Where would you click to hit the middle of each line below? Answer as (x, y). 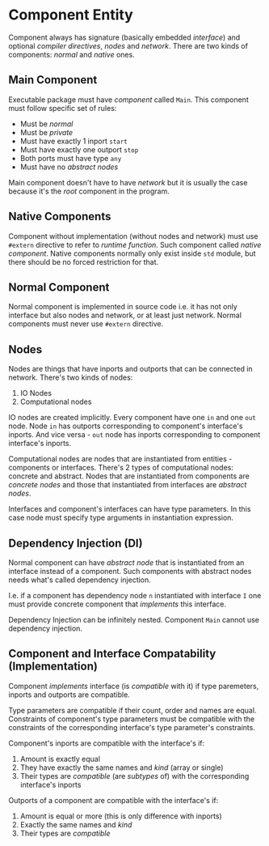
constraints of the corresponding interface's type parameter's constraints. (132, 727)
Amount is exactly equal (60, 759)
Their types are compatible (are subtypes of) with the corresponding (134, 776)
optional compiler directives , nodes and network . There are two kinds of (128, 45)
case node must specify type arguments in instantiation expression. (121, 518)
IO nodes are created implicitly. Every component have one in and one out (132, 418)
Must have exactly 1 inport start (74, 141)
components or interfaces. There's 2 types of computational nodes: (121, 468)
